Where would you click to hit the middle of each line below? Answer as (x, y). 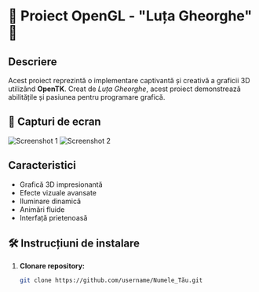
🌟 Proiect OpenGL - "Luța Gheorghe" (130, 16)
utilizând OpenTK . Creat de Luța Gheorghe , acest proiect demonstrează (124, 89)
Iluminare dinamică (50, 201)
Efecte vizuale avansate (58, 192)
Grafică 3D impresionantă (61, 184)
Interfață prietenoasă (53, 217)
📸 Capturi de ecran (55, 122)
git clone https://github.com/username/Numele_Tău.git (111, 281)
